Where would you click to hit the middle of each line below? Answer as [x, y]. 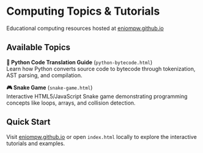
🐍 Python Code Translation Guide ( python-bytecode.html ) [79, 62]
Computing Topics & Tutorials [83, 11]
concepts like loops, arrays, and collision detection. [71, 103]
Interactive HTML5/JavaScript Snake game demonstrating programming [97, 96]
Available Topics [39, 47]
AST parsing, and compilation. [44, 75]
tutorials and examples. [36, 143]
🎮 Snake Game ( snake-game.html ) [50, 88]
